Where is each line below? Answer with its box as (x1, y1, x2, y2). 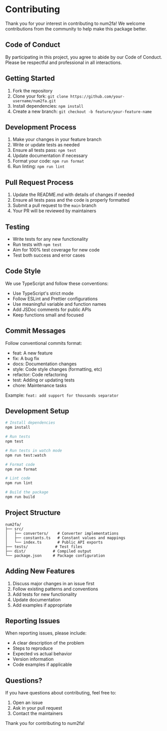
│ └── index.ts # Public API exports (5, 539, 103, 545)
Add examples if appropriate (12, 602, 72, 608)
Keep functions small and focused (12, 311, 84, 318)
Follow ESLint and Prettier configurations (12, 296, 98, 302)
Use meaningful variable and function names (12, 301, 106, 307)
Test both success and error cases (12, 252, 85, 258)
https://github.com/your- (70, 94, 125, 99)
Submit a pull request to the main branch (12, 202, 97, 209)
